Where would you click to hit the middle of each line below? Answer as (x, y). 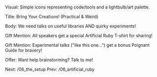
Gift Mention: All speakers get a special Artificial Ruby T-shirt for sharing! (79, 36)
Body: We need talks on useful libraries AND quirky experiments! (71, 26)
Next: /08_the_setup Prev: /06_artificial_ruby (50, 69)
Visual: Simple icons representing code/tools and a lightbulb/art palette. (78, 7)
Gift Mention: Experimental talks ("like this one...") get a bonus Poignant (77, 45)
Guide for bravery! (24, 50)
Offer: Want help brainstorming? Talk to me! (49, 60)
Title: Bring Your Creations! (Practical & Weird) (52, 16)
